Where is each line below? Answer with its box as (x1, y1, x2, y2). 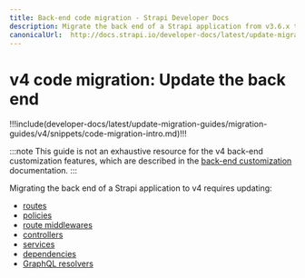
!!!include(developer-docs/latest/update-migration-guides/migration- (9, 119, 268, 130)
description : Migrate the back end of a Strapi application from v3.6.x (9, 22, 290, 31)
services (22, 239, 55, 250)
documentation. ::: (9, 165, 78, 176)
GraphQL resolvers (22, 258, 93, 269)
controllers (22, 229, 64, 241)
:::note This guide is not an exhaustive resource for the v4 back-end (9, 146, 263, 157)
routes (22, 201, 47, 212)
